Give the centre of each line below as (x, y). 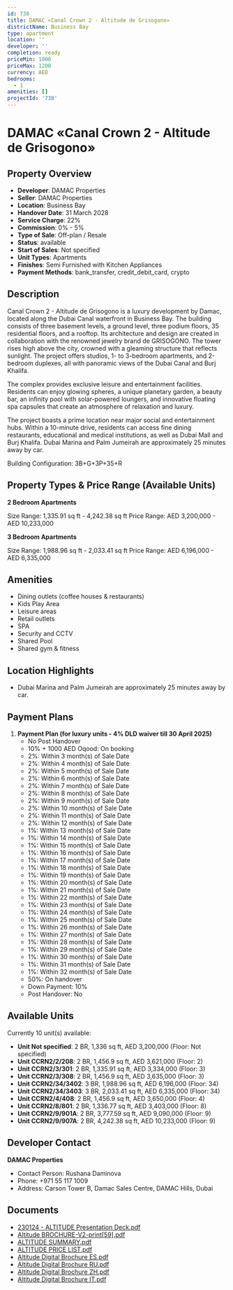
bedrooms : (22, 79)
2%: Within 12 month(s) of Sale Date (80, 823)
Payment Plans (40, 717)
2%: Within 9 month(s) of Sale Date (78, 801)
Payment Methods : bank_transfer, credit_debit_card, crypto (103, 272)
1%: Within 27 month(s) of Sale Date (80, 934)
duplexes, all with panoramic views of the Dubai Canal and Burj (125, 363)
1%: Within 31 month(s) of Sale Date (79, 965)
